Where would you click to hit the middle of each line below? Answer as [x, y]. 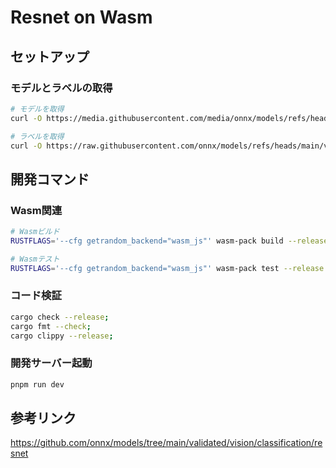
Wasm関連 [36, 210]
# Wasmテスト [35, 259]
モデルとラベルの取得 [61, 88]
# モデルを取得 [37, 109]
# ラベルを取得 [37, 136]
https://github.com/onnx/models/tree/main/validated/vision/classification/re [166, 443]
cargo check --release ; [60, 317]
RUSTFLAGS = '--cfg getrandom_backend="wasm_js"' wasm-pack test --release [167, 268]
